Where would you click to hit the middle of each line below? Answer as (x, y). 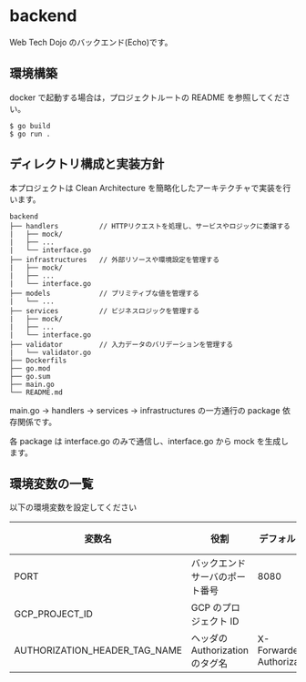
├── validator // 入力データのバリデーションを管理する (122, 344)
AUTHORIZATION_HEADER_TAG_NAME (98, 650)
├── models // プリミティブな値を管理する (104, 293)
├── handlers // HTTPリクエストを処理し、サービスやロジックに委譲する (150, 226)
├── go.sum (30, 376)
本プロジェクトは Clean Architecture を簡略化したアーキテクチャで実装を (146, 188)
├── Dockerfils (38, 361)
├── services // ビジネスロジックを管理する (105, 310)
